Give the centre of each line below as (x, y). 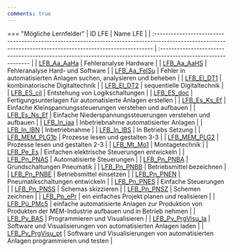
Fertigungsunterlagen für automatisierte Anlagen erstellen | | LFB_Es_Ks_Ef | (116, 100)
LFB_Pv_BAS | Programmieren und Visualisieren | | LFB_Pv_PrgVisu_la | (109, 218)
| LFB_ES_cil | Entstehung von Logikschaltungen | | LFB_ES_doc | (100, 93)
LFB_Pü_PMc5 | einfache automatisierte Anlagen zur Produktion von (105, 203)
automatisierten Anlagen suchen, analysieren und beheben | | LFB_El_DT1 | (114, 78)
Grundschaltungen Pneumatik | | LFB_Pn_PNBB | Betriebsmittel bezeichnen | (117, 166)
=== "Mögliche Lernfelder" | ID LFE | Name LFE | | (79, 33)
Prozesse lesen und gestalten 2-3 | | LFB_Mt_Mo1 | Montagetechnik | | (108, 144)
